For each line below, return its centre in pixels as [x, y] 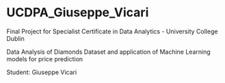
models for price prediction [45, 59]
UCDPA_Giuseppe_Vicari [78, 13]
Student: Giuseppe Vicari [42, 72]
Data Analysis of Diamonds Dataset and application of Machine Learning [109, 52]
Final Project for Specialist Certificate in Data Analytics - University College [112, 31]
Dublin [16, 38]
